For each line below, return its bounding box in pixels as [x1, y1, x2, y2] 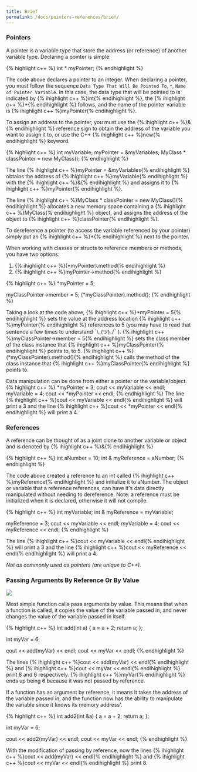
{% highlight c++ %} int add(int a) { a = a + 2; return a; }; [6, 624, 143, 631]
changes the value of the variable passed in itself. [6, 613, 126, 620]
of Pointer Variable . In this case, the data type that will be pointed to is [6, 88, 181, 95]
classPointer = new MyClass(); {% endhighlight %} [6, 155, 129, 162]
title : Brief [6, 8, 38, 15]
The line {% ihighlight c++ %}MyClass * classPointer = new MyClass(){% [6, 197, 184, 204]
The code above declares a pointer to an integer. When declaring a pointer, [6, 76, 188, 83]
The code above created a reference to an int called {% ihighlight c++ [6, 472, 175, 480]
